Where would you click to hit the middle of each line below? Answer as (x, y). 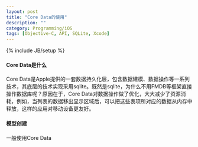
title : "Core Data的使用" (37, 17)
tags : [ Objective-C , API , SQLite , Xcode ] (58, 34)
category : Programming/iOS (39, 28)
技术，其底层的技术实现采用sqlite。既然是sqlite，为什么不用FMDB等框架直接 (99, 87)
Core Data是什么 (27, 65)
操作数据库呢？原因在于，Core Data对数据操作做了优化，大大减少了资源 (94, 94)
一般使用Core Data (29, 138)
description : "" (26, 23)
